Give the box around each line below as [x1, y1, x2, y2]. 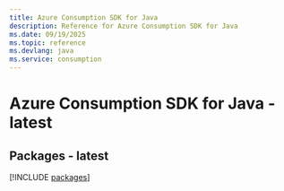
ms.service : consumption [9, 55, 102, 64]
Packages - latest [9, 148, 109, 163]
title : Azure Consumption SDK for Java [9, 13, 159, 22]
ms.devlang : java [9, 47, 74, 56]
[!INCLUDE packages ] [9, 172, 90, 182]
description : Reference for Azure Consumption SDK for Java [9, 22, 239, 30]
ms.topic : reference [9, 38, 87, 48]
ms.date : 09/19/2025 [9, 30, 87, 39]
